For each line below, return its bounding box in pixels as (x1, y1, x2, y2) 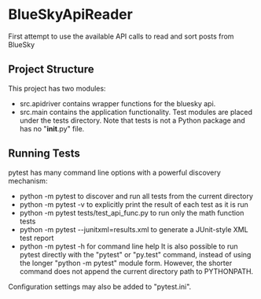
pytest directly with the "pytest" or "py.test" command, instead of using (19, 249, 252, 259)
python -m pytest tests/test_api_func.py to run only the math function (19, 208, 244, 217)
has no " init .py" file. (19, 124, 85, 133)
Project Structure (8, 63, 94, 76)
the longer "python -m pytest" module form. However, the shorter (19, 258, 233, 268)
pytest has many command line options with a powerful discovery (8, 168, 222, 177)
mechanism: (8, 175, 48, 186)
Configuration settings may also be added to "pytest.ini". (8, 282, 192, 291)
